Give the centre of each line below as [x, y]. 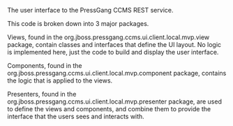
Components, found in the [45, 65]
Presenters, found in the [42, 94]
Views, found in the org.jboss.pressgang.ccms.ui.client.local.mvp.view [108, 37]
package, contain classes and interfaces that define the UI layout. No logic [114, 44]
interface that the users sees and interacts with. [76, 116]
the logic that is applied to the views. [60, 80]
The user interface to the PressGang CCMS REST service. [90, 10]
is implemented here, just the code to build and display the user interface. [113, 52]
